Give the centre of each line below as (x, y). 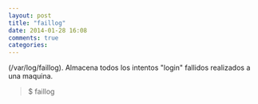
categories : (28, 45)
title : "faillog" (37, 23)
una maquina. (31, 76)
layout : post (30, 15)
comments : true (34, 38)
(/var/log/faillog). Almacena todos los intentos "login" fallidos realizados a (129, 67)
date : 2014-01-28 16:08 (48, 30)
